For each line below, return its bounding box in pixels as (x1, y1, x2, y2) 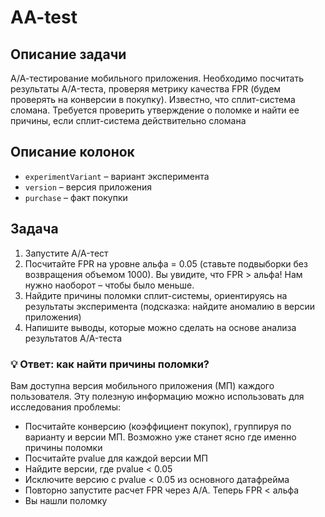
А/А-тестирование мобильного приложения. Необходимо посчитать (10, 72, 304, 84)
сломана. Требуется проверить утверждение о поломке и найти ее (10, 104, 300, 116)
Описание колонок (10, 144, 135, 161)
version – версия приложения (24, 181, 153, 193)
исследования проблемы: (10, 401, 122, 413)
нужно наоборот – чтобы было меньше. (24, 279, 195, 291)
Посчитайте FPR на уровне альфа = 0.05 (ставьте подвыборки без (24, 257, 308, 270)
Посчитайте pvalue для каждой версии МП (24, 452, 208, 464)
